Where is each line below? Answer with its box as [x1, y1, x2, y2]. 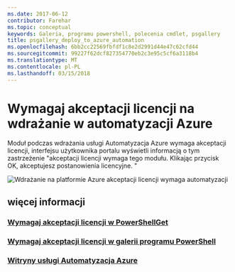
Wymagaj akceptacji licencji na [7, 100, 195, 116]
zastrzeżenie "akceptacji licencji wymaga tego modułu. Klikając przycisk [7, 154, 219, 163]
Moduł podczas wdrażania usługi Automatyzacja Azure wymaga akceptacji [7, 139, 226, 148]
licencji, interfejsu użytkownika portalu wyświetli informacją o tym [7, 146, 200, 155]
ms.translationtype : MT [7, 57, 78, 64]
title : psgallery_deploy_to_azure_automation [7, 37, 144, 44]
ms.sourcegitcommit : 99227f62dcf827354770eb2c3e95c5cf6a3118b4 [7, 50, 199, 58]
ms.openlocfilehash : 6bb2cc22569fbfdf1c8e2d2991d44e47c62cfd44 [7, 43, 199, 50]
